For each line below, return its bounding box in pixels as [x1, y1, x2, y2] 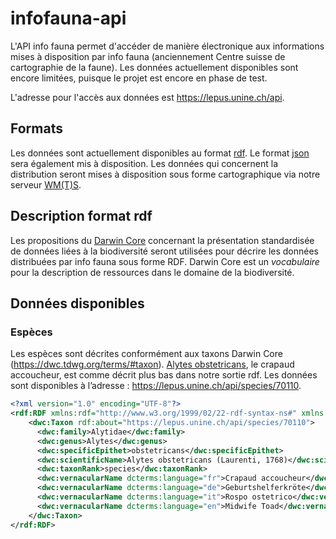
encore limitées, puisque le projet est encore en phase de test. [10, 72, 268, 84]
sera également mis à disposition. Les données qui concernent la [10, 157, 279, 169]
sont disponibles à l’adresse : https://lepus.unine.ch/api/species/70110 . [10, 380, 302, 392]
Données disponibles [10, 295, 145, 312]
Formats [10, 120, 63, 137]
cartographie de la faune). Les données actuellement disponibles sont [10, 61, 299, 73]
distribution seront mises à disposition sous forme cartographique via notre [10, 168, 321, 180]
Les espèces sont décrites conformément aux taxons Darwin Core [10, 348, 283, 360]
